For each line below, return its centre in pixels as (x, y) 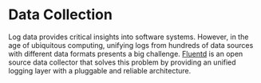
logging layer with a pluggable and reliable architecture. (100, 70)
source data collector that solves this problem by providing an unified (123, 62)
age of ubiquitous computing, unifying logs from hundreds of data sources (131, 45)
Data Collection (61, 15)
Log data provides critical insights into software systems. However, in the (129, 37)
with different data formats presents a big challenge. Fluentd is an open (126, 53)
